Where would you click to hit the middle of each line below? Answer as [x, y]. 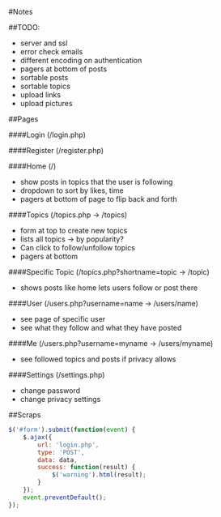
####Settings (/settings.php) [57, 375]
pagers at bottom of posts [64, 69]
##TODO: [24, 27]
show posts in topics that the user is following [96, 182]
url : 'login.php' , [68, 445]
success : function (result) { [87, 468]
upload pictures [46, 103]
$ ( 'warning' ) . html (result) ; [99, 475]
